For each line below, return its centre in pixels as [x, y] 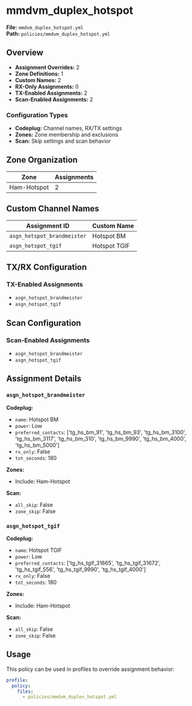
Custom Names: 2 [38, 80]
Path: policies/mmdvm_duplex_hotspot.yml [58, 33]
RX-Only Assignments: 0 [47, 86]
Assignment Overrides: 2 [47, 67]
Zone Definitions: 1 [39, 74]
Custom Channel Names [53, 209]
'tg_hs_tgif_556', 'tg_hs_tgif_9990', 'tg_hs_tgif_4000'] [80, 569]
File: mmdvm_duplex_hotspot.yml [45, 27]
